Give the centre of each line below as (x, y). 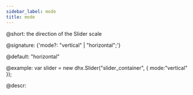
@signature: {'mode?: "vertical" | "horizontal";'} (63, 45)
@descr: (16, 85)
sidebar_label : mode (31, 11)
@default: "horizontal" (33, 56)
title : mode (20, 17)
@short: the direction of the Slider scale (54, 33)
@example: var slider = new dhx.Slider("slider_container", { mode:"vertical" (97, 67)
